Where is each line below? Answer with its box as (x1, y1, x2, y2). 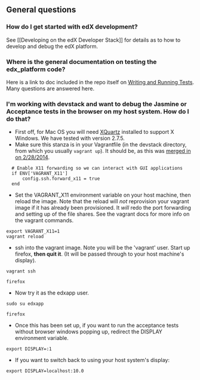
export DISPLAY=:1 (6, 346, 52, 352)
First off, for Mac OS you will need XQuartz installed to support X (14, 128, 174, 136)
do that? (6, 115, 31, 123)
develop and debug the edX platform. (6, 42, 99, 50)
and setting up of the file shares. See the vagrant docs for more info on (14, 210, 190, 217)
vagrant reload (6, 234, 44, 240)
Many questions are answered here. (6, 85, 95, 92)
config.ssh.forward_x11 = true (21, 176, 100, 182)
